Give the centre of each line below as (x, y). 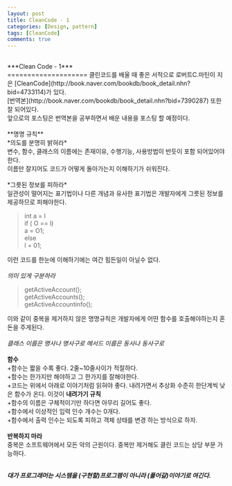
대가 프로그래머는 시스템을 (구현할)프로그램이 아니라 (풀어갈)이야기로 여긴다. (109, 476)
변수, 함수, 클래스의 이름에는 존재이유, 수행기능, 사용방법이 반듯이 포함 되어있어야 (116, 151)
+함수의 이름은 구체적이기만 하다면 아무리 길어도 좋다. (80, 403)
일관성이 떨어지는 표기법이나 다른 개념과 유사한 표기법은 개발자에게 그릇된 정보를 (115, 193)
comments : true (29, 40)
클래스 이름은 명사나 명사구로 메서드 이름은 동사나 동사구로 (86, 343)
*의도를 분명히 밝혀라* (37, 143)
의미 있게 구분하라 (31, 276)
